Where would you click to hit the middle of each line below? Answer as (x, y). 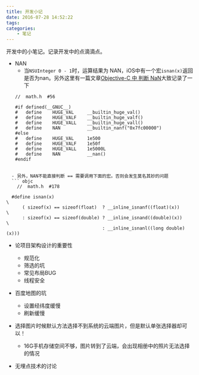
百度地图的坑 (30, 293)
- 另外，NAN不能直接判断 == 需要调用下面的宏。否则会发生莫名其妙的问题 (90, 176)
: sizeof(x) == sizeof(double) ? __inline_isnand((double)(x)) (102, 218)
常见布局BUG (40, 273)
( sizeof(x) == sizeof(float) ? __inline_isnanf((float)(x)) (101, 207)
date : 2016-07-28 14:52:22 (40, 17)
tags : (13, 23)
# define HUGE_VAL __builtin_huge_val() (78, 113)
